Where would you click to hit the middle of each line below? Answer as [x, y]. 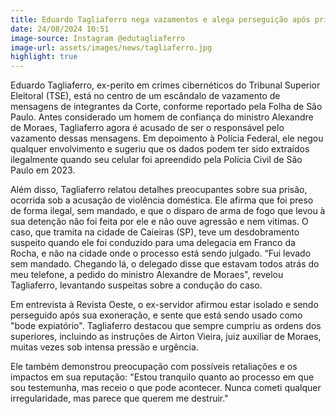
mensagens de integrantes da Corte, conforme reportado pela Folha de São [166, 107]
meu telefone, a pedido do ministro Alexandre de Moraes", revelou [147, 275]
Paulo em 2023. [43, 170]
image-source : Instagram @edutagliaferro [98, 38]
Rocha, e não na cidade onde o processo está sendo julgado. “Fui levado [161, 253]
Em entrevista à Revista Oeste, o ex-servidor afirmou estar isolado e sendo [164, 305]
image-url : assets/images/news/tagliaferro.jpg [111, 47]
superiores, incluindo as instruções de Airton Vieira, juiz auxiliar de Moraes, [166, 337]
